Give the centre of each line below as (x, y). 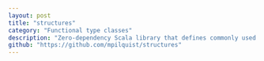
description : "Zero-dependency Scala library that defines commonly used (132, 38)
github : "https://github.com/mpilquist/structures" (95, 45)
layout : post (30, 15)
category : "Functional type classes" (70, 30)
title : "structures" (42, 23)
